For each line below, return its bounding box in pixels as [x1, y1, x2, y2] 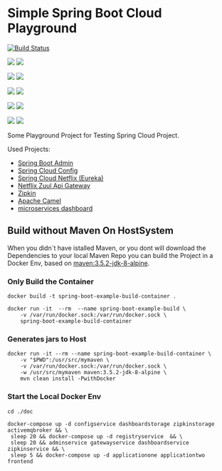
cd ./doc [7, 408, 33, 415]
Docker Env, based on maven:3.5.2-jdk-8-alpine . [7, 259, 150, 267]
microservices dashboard [17, 204, 93, 212]
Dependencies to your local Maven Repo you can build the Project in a [7, 251, 213, 259]
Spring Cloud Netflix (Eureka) [17, 173, 104, 182]
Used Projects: [7, 145, 51, 153]
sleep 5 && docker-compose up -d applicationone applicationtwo [10, 451, 205, 459]
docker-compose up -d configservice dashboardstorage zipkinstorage [7, 420, 215, 428]
